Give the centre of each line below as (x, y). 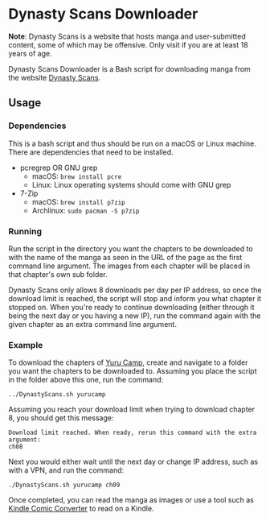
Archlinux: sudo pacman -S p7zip (86, 210)
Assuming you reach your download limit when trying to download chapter (132, 409)
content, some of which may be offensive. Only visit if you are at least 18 (128, 44)
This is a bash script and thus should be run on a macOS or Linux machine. (133, 143)
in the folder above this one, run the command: (86, 380)
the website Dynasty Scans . (55, 77)
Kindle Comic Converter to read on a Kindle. (81, 509)
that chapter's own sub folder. (58, 274)
